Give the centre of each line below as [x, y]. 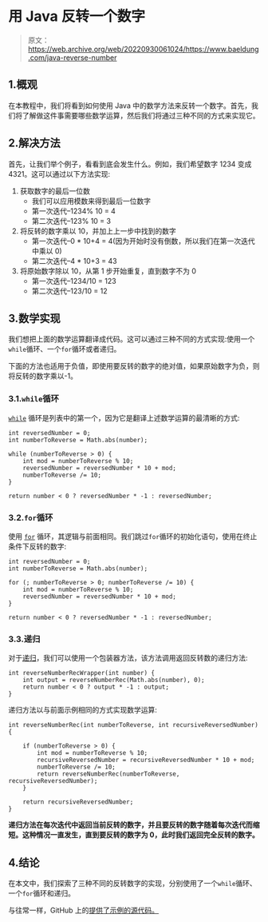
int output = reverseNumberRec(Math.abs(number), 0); [114, 681]
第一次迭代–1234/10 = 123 [74, 281]
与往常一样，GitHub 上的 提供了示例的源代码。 [84, 910]
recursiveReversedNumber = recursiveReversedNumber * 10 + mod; [146, 760]
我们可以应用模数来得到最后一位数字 [91, 201]
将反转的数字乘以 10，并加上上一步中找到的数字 [98, 231]
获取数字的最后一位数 [55, 191]
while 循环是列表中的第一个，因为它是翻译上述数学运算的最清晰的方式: [124, 417]
